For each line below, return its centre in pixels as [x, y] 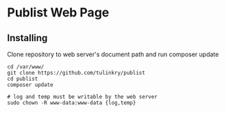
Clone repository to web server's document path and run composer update [113, 54]
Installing [27, 38]
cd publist [23, 79]
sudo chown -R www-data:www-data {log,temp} [72, 103]
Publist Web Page [58, 13]
